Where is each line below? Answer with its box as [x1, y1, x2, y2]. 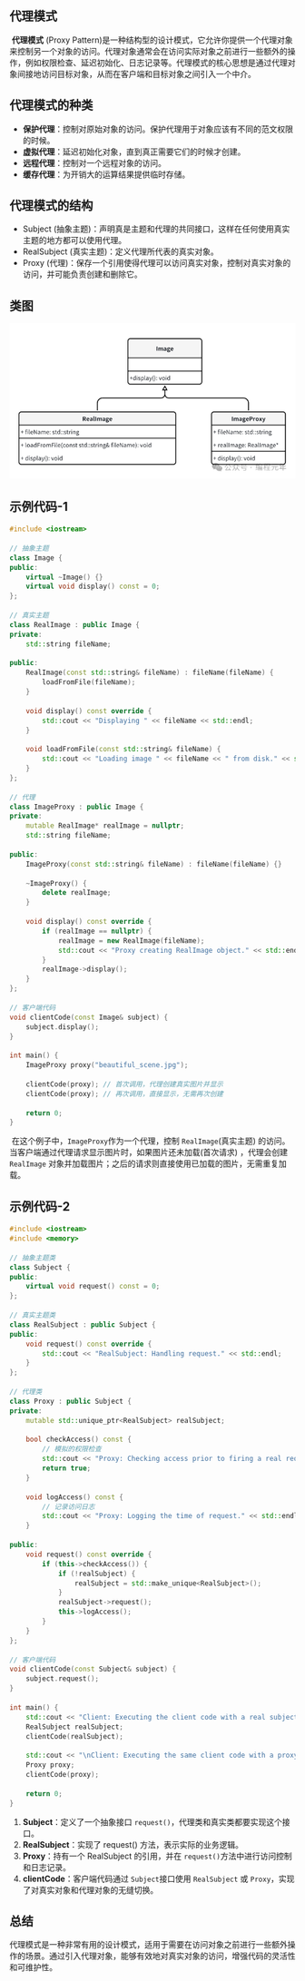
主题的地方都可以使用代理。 [22, 235, 127, 246]
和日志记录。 [22, 1861, 71, 1872]
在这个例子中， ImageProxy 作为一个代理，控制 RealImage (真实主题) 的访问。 [11, 1135, 290, 1146]
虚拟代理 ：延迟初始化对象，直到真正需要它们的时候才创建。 [22, 146, 246, 157]
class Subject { [9, 1262, 71, 1272]
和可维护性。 [9, 1962, 57, 1973]
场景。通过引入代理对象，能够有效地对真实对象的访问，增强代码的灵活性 [25, 1950, 296, 1962]
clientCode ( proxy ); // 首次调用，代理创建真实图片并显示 [25, 1079, 224, 1089]
